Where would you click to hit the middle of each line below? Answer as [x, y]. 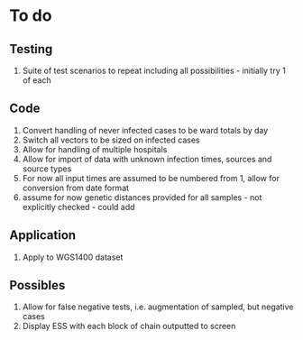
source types [47, 169]
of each [37, 80]
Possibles [37, 285]
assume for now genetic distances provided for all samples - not [142, 197]
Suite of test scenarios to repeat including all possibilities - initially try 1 [154, 70]
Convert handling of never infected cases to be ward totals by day [145, 130]
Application [43, 235]
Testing [31, 49]
